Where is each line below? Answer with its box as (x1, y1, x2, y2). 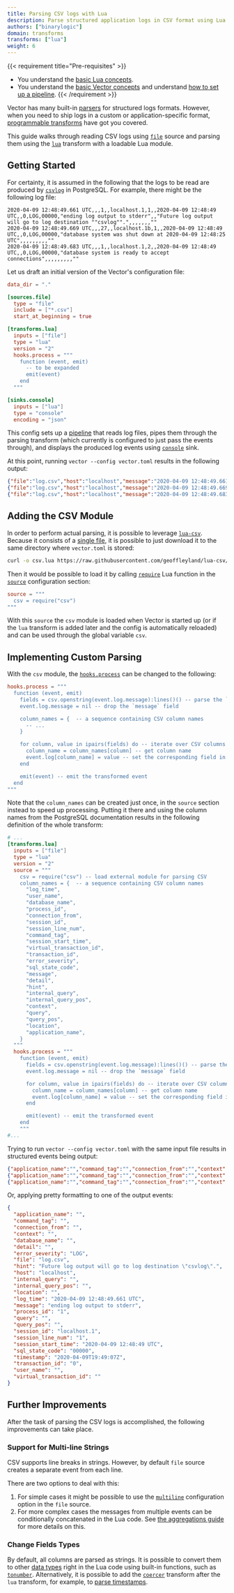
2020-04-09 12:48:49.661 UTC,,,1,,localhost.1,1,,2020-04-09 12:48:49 (7, 207, 217, 214)
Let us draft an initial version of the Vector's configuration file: (7, 267, 185, 276)
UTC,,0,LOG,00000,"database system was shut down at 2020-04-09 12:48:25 (7, 231, 226, 238)
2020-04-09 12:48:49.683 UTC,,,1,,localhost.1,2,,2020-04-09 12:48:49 (7, 243, 217, 250)
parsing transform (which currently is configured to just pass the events (7, 436, 214, 444)
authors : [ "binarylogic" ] (7, 23, 82, 30)
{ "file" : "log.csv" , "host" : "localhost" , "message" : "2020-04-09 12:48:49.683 (7, 491, 229, 498)
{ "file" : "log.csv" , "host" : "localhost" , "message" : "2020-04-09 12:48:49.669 (7, 484, 229, 492)
